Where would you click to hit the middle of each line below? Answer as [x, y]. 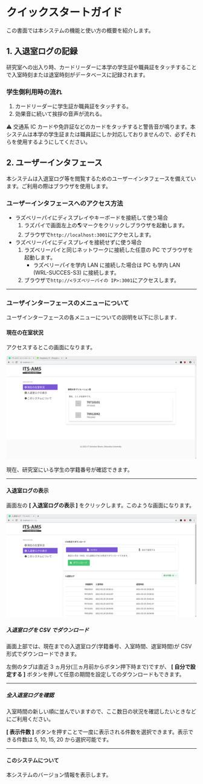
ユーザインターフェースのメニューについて [68, 303]
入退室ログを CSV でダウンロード [48, 630]
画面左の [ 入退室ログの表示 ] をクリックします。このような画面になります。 [101, 505]
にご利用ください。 [30, 719]
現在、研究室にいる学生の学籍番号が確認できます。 [69, 470]
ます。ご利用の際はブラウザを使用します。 [59, 186]
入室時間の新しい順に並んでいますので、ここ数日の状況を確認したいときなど [101, 712]
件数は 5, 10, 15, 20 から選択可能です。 [64, 740]
